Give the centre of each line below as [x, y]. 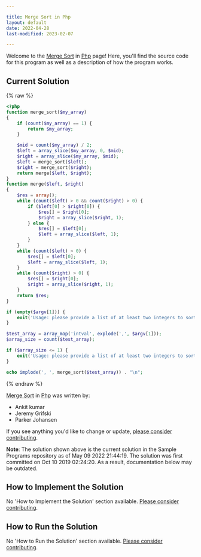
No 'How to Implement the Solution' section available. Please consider [93, 501]
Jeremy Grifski [33, 413]
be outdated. [22, 468]
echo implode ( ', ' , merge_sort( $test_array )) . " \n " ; [75, 372]
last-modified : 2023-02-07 [40, 34]
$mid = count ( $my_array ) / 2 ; [55, 145]
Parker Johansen [36, 419]
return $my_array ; [51, 129]
